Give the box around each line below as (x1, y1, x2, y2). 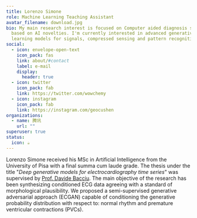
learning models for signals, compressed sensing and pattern (11, 36, 167, 42)
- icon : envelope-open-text (11, 47, 80, 53)
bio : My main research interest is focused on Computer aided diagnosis (6, 25, 188, 31)
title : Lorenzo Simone (6, 8, 62, 15)
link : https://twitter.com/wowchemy (16, 90, 107, 96)
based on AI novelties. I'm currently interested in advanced (11, 31, 167, 36)
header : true (21, 74, 54, 80)
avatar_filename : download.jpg (6, 19, 83, 25)
